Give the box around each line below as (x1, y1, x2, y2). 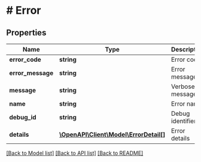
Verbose (170, 82, 195, 91)
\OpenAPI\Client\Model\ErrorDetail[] (59, 130, 166, 139)
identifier (170, 117, 196, 125)
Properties (6, 28, 47, 38)
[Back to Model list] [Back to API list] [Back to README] (6, 149, 144, 157)
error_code (9, 55, 42, 64)
